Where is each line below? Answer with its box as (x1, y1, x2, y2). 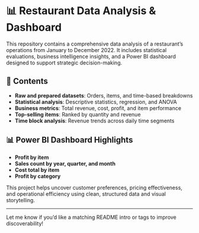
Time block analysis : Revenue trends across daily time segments (14, 117, 175, 124)
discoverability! (6, 219, 43, 227)
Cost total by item (14, 166, 60, 173)
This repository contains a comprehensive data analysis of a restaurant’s (6, 40, 184, 47)
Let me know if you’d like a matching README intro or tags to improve (6, 213, 176, 221)
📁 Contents (6, 76, 49, 86)
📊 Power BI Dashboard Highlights (6, 135, 133, 145)
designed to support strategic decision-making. (6, 59, 123, 66)
